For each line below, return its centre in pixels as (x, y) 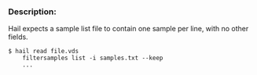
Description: (32, 12)
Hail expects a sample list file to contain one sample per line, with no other (128, 29)
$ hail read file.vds (44, 52)
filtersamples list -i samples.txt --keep (93, 58)
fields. (18, 37)
